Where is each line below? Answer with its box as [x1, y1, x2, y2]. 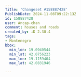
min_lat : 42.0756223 [9, 51, 51, 57]
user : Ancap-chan [5, 20, 40, 26]
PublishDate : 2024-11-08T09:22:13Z [5, 12, 77, 16]
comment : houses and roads [5, 25, 59, 30]
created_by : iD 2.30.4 [5, 29, 51, 34]
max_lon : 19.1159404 [9, 56, 51, 61]
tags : [5, 34, 16, 39]
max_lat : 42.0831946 [9, 61, 51, 65]
